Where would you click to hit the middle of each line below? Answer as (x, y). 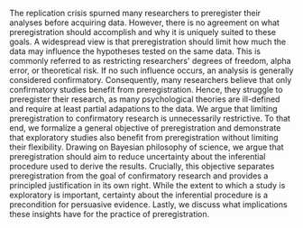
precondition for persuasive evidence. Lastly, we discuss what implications (148, 205)
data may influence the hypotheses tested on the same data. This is (135, 51)
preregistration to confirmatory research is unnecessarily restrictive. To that (150, 118)
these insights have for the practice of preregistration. (110, 214)
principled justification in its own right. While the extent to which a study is (147, 185)
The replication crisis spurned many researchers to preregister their (135, 13)
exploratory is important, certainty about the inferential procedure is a (139, 195)
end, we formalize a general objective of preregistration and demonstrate (145, 128)
